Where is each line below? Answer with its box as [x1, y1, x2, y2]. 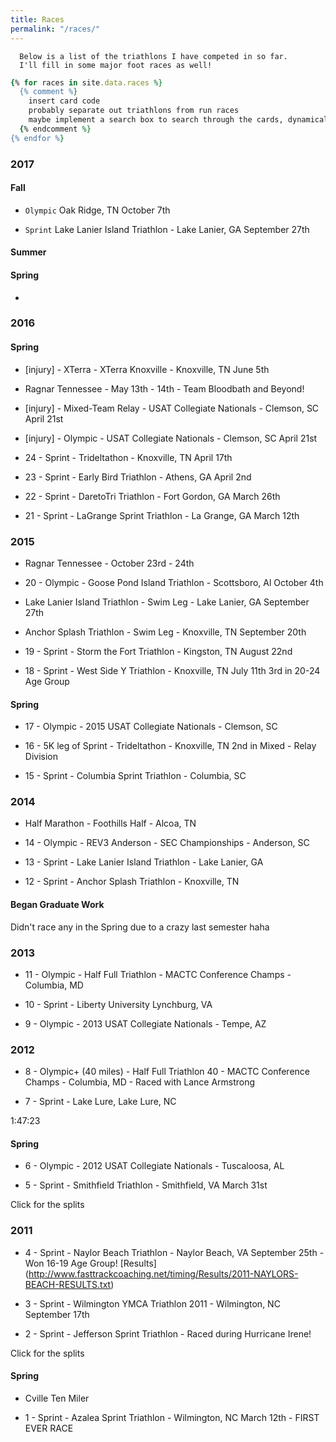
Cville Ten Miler [24, 1392, 90, 1404]
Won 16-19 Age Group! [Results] [24, 1257, 157, 1269]
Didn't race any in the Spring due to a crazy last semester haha [10, 921, 270, 933]
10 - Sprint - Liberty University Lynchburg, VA [24, 998, 213, 1010]
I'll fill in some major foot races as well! [19, 60, 213, 70]
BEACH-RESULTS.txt [24, 1278, 112, 1290]
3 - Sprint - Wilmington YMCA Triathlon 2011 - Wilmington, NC [24, 1297, 281, 1310]
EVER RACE [24, 1422, 74, 1434]
